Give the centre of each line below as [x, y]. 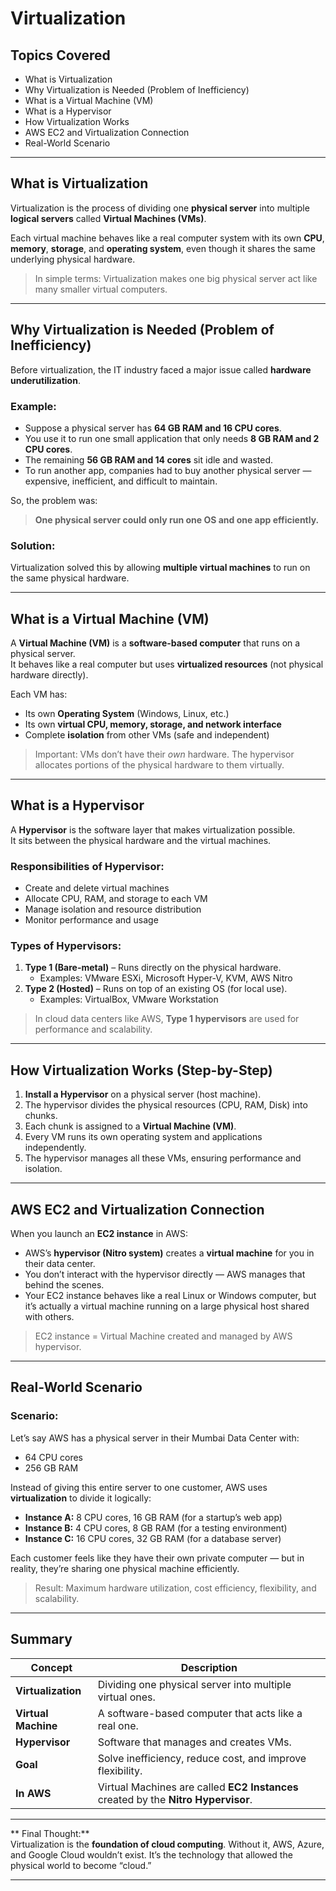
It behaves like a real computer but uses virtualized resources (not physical [167, 664]
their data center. [60, 1264]
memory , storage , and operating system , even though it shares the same [163, 248]
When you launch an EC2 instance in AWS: [99, 1234]
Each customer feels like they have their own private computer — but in [157, 1558]
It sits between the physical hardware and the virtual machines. [141, 840]
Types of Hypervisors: [66, 946]
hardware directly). [49, 675]
